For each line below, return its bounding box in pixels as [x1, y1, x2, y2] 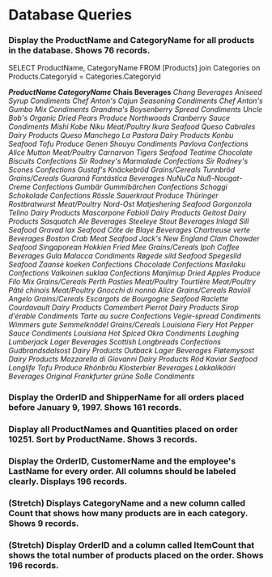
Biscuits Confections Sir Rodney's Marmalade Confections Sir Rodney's [8, 156, 249, 166]
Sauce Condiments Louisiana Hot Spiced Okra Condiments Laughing [8, 328, 240, 338]
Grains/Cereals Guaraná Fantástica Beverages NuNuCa [8, 173, 196, 183]
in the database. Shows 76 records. [8, 45, 151, 56]
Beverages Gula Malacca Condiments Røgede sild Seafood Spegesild [8, 251, 241, 261]
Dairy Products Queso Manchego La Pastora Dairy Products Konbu [8, 130, 234, 140]
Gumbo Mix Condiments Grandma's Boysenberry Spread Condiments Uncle [8, 105, 263, 114]
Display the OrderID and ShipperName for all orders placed [8, 391, 244, 403]
